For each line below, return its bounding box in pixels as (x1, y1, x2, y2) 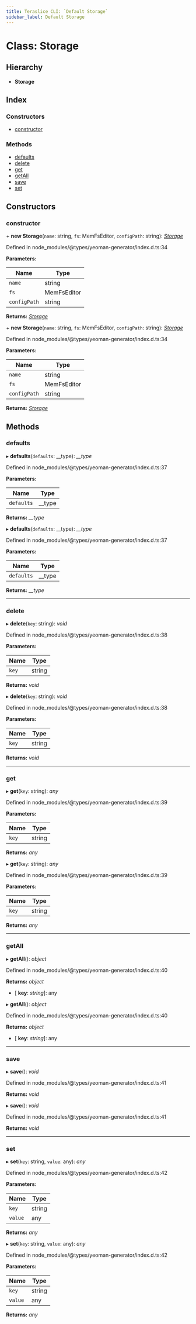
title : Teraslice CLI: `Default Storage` (6, 8, 108, 15)
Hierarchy (6, 63, 43, 73)
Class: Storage (6, 39, 79, 53)
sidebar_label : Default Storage (6, 14, 85, 20)
